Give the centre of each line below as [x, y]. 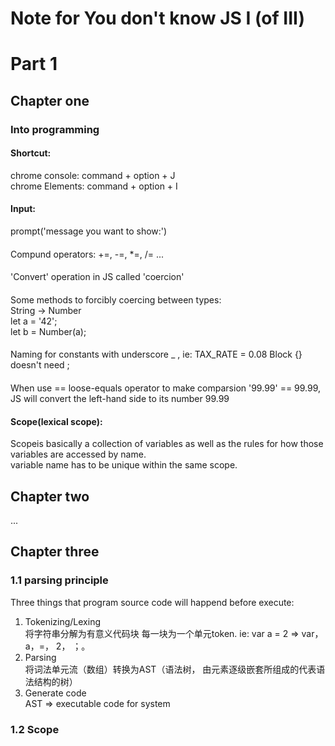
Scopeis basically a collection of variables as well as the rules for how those [167, 444]
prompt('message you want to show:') [89, 231]
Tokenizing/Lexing [63, 621]
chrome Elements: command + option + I [94, 186]
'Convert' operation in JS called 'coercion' [97, 277]
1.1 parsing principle [59, 580]
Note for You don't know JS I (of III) [157, 18]
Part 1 [34, 64]
